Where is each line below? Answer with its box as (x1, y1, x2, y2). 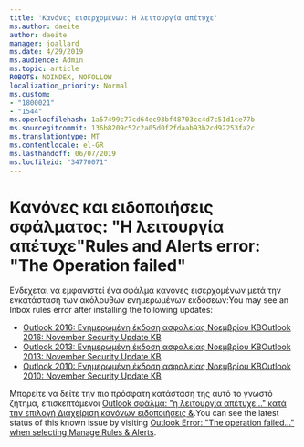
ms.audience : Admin (9, 56, 84, 65)
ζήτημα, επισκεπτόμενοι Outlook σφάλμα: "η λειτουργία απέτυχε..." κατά (9, 398, 288, 409)
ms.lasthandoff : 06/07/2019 (9, 149, 117, 158)
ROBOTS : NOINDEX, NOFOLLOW (9, 73, 112, 82)
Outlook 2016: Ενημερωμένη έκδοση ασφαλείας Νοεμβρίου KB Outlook (22, 322, 291, 333)
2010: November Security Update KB (22, 370, 162, 381)
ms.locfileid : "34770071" (9, 157, 108, 167)
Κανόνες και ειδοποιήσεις (9, 197, 215, 217)
